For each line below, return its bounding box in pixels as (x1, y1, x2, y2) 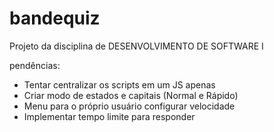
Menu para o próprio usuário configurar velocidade (23, 100, 236, 112)
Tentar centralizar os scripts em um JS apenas (23, 78, 216, 91)
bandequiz (9, 7, 101, 30)
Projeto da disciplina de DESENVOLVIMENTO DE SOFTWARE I (9, 40, 264, 52)
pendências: (9, 59, 61, 71)
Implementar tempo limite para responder (23, 110, 196, 122)
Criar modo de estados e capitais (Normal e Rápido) (23, 89, 239, 101)
